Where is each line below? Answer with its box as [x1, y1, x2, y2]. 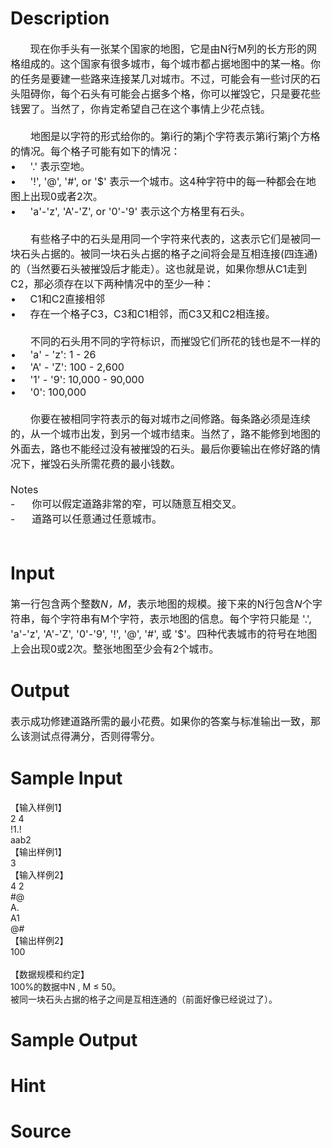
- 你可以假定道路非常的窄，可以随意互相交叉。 [10, 497, 243, 511]
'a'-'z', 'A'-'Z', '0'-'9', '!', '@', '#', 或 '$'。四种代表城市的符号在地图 [10, 627, 318, 641]
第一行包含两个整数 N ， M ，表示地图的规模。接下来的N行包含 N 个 [10, 597, 313, 611]
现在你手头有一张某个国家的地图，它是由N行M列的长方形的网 [29, 42, 318, 56]
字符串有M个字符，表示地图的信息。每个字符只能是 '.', [60, 612, 312, 626]
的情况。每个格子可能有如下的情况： [10, 144, 182, 158]
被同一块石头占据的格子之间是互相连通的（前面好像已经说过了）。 [10, 993, 278, 1005]
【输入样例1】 [10, 801, 67, 813]
